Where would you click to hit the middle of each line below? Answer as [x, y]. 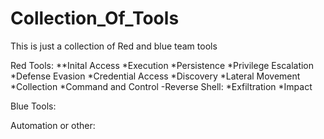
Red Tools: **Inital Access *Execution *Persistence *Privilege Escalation [162, 65]
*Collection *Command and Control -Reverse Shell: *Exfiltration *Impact [161, 86]
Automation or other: [53, 125]
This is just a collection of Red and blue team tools [114, 46]
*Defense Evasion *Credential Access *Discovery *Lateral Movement [155, 76]
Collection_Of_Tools [95, 18]
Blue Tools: [33, 106]
